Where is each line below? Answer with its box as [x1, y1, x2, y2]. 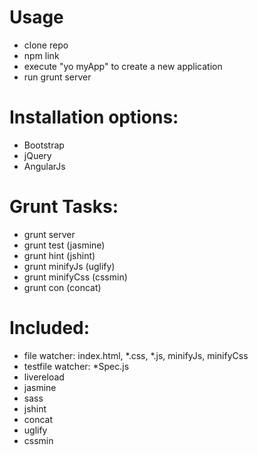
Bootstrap [23, 139, 65, 151]
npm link [23, 49, 60, 61]
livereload [23, 371, 65, 383]
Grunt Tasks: [9, 196, 119, 218]
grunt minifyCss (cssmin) [23, 271, 128, 283]
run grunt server [23, 71, 92, 83]
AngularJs [23, 160, 66, 172]
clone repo [23, 39, 69, 51]
